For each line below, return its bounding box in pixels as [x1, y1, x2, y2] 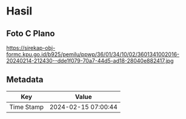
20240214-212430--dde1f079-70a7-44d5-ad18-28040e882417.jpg [6, 57, 174, 64]
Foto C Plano [6, 28, 55, 39]
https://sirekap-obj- [6, 44, 56, 51]
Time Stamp [9, 103, 44, 111]
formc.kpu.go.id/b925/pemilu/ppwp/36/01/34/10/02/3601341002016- [6, 51, 180, 58]
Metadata [6, 74, 44, 85]
